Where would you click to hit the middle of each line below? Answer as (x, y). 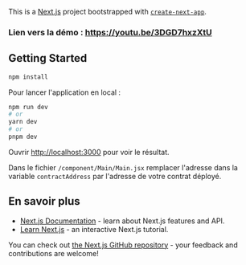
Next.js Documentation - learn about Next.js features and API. (122, 221)
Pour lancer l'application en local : (65, 92)
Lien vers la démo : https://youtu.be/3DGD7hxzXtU (111, 32)
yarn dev (23, 122)
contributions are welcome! (53, 253)
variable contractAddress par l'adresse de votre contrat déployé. (115, 176)
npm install (28, 77)
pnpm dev (23, 137)
